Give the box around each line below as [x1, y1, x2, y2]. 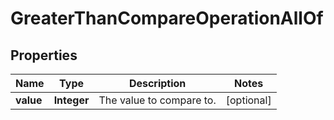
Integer [53, 93, 90, 107]
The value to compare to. [98, 93, 217, 107]
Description [128, 77, 187, 90]
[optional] [225, 93, 272, 107]
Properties [10, 47, 78, 64]
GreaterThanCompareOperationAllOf [10, 7, 324, 30]
